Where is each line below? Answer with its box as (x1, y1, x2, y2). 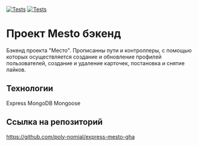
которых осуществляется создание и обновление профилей (6, 53, 162, 60)
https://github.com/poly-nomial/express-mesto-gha (6, 133, 135, 140)
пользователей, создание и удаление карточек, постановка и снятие (6, 59, 185, 66)
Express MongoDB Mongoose (6, 100, 81, 107)
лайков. (6, 66, 26, 73)
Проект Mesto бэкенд (6, 27, 121, 40)
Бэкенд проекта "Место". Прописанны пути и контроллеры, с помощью (6, 46, 192, 54)
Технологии (6, 83, 53, 94)
